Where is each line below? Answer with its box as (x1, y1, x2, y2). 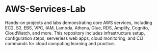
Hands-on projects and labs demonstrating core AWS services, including (5, 20, 153, 25)
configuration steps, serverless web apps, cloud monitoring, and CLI (5, 35, 144, 41)
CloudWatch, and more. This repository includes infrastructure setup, (5, 30, 145, 36)
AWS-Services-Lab (5, 3, 86, 15)
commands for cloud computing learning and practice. (5, 40, 115, 46)
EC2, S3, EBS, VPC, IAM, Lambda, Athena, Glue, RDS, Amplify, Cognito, (5, 25, 150, 30)
